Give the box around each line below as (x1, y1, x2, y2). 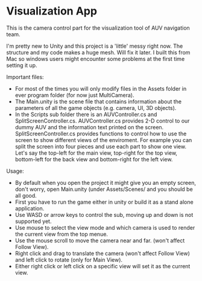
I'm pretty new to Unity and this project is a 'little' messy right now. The (6, 42, 183, 50)
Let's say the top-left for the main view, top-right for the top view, (14, 149, 178, 157)
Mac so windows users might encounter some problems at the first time (6, 55, 185, 62)
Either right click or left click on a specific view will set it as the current (14, 262, 191, 270)
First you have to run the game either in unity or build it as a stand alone (14, 198, 194, 205)
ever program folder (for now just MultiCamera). (14, 91, 134, 99)
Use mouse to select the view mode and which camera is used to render (14, 224, 195, 231)
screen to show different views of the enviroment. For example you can (14, 136, 192, 143)
